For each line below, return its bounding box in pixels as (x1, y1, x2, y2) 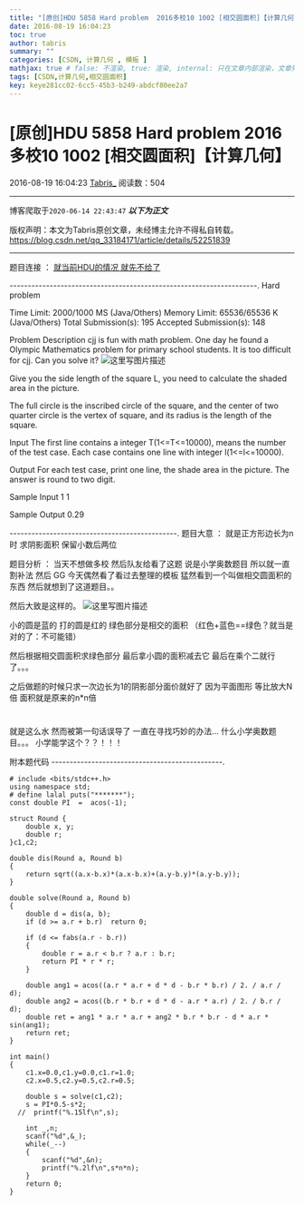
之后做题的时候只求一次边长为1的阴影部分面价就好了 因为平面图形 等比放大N (9, 681, 293, 691)
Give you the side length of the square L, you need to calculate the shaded (9, 373, 288, 384)
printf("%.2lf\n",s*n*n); (42, 1163, 140, 1172)
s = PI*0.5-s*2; (25, 1100, 88, 1109)
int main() (9, 1052, 51, 1062)
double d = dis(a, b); (25, 909, 111, 918)
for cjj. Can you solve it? (9, 355, 100, 366)
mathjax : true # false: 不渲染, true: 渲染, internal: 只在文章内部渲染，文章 (9, 64, 292, 73)
